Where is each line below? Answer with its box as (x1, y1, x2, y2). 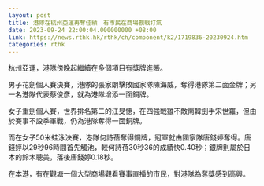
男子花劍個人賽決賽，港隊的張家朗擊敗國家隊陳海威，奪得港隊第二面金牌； (8, 80, 250, 89)
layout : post (8, 11, 51, 20)
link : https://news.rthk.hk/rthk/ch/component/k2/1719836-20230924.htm (8, 33, 248, 42)
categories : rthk (8, 41, 65, 49)
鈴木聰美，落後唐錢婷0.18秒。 (21, 152, 118, 162)
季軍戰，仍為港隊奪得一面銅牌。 (42, 116, 147, 126)
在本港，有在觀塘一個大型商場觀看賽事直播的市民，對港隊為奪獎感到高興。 (8, 170, 250, 179)
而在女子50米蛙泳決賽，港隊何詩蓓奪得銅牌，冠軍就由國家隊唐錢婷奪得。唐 (8, 133, 252, 142)
